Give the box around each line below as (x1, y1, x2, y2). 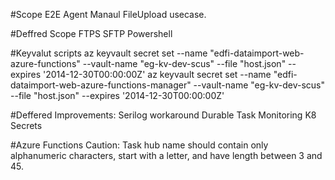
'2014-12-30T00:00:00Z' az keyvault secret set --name (42, 69, 272, 80)
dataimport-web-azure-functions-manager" (10, 79, 192, 91)
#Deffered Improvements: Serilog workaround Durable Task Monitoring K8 (10, 109, 317, 121)
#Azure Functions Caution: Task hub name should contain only (10, 139, 269, 151)
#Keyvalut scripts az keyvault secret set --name (10, 47, 208, 59)
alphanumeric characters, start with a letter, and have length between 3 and (10, 150, 323, 161)
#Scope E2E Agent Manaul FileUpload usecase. (10, 9, 207, 20)
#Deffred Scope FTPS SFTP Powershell (10, 28, 173, 39)
